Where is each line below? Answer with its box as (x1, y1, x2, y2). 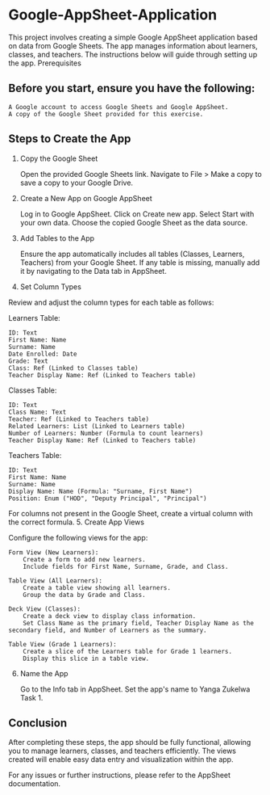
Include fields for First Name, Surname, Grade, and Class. (23, 562, 229, 570)
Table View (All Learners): (8, 576, 103, 585)
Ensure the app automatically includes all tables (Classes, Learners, (19, 249, 245, 259)
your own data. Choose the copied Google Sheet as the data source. (19, 217, 248, 227)
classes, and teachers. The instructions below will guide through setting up (8, 49, 258, 59)
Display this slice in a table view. (23, 654, 150, 662)
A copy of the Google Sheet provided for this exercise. (8, 110, 204, 118)
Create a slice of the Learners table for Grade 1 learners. (23, 647, 232, 655)
